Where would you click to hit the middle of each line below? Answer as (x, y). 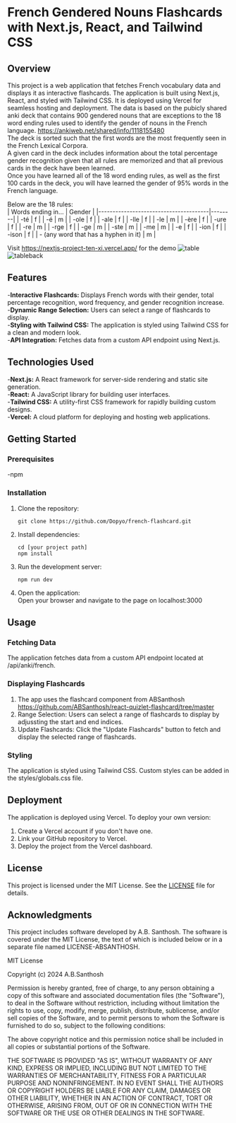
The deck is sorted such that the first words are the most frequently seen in (117, 138)
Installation (27, 493)
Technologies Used (50, 362)
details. (18, 892)
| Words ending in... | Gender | (51, 212)
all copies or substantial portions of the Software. (79, 1047)
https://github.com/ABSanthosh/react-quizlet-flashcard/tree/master (116, 706)
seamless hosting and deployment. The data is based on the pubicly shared (117, 108)
